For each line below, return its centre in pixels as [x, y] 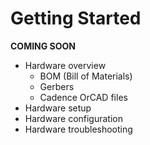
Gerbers [57, 86]
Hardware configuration [73, 118]
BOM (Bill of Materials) [86, 76]
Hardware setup [58, 108]
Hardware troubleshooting [78, 129]
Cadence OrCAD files [83, 97]
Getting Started [76, 18]
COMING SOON [43, 46]
